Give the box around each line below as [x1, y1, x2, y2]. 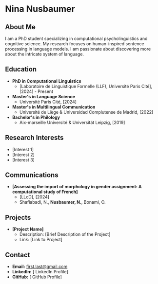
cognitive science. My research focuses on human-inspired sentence [5, 41, 145, 47]
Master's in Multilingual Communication [12, 104, 96, 110]
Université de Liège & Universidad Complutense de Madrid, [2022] [19, 109, 154, 115]
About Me [5, 23, 36, 31]
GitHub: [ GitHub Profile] [12, 274, 62, 280]
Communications [5, 171, 59, 179]
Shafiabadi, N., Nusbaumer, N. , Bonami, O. [19, 199, 106, 205]
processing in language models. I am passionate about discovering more [5, 46, 151, 52]
